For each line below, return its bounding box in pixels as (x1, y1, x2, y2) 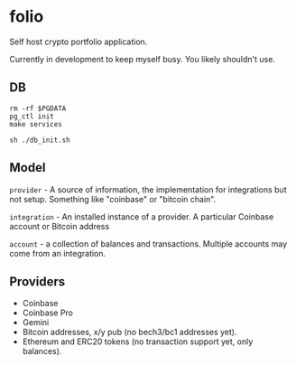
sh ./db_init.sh (9, 136, 70, 145)
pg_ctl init (9, 111, 54, 121)
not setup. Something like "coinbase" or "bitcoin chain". (9, 193, 217, 204)
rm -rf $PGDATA (9, 104, 67, 113)
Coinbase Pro (22, 307, 74, 318)
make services (9, 119, 63, 128)
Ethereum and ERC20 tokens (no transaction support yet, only (22, 336, 254, 347)
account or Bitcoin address (9, 220, 110, 231)
